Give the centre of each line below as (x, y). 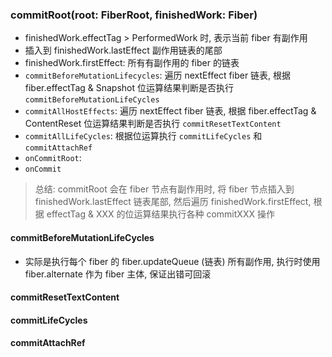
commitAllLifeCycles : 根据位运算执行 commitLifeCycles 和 (143, 136)
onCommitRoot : (53, 158)
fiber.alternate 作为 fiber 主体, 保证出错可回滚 (118, 274)
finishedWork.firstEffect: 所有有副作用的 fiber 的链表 (132, 63)
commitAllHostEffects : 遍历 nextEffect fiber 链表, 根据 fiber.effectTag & (170, 111)
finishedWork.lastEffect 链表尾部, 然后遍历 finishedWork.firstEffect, (173, 202)
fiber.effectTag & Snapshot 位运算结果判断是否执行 (129, 88)
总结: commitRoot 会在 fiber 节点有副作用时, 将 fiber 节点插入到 (164, 189)
